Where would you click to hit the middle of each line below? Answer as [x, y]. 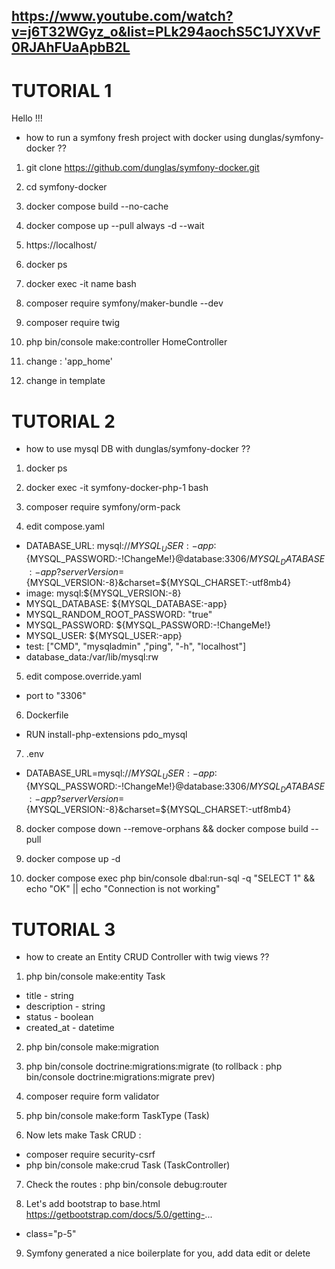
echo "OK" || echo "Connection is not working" [123, 889]
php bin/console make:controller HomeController [126, 342]
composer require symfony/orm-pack [103, 507]
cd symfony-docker [66, 187]
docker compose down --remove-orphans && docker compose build [167, 829]
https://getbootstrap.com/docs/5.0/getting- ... [119, 1215]
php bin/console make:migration [92, 1047]
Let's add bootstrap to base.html [93, 1204]
